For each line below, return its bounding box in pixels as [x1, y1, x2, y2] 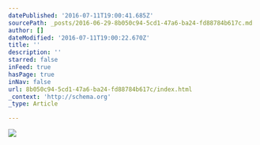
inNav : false [8, 78, 51, 86]
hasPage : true [8, 71, 55, 78]
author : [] [8, 26, 44, 34]
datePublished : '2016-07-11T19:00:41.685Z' [8, 11, 154, 20]
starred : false [8, 56, 58, 64]
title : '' [8, 41, 41, 49]
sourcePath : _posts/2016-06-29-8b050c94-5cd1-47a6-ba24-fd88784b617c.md [8, 19, 253, 27]
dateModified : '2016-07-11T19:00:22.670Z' [8, 33, 150, 42]
